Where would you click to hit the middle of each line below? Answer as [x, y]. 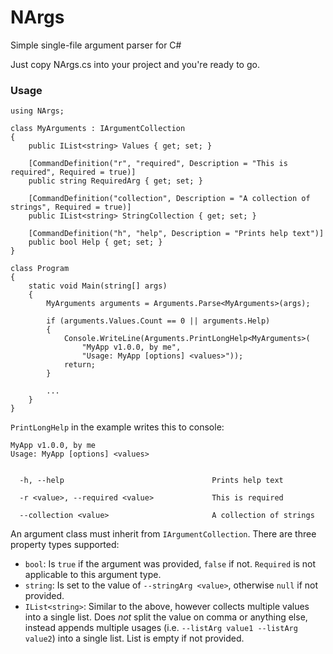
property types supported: [65, 545]
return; [80, 365]
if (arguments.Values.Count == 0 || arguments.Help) [158, 321]
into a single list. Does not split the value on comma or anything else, [166, 617]
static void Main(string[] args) [98, 286]
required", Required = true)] [73, 172]
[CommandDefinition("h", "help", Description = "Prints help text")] [176, 234]
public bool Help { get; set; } [95, 242]
